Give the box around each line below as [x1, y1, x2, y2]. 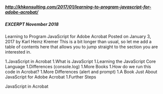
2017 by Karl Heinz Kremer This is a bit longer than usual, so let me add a [5, 39, 152, 45]
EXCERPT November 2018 [5, 21, 59, 27]
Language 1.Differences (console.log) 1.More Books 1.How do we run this [5, 64, 151, 70]
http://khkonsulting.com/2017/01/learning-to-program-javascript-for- [5, 4, 152, 10]
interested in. [5, 49, 32, 55]
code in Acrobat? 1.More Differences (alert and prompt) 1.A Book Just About [5, 69, 158, 75]
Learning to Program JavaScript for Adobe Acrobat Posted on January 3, [5, 34, 151, 39]
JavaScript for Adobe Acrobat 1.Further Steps [5, 74, 96, 80]
